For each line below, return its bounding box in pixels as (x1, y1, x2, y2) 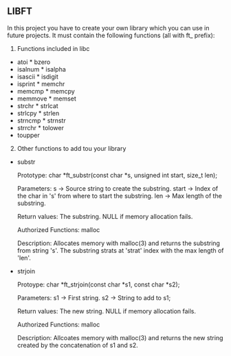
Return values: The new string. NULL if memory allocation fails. (16, 306, 197, 315)
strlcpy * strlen (16, 109, 60, 117)
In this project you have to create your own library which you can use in (7, 23, 210, 32)
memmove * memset (16, 94, 77, 103)
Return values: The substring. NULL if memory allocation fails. (16, 212, 193, 220)
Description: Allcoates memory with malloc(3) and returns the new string (16, 333, 223, 342)
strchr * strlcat (16, 101, 58, 109)
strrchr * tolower (16, 123, 64, 132)
